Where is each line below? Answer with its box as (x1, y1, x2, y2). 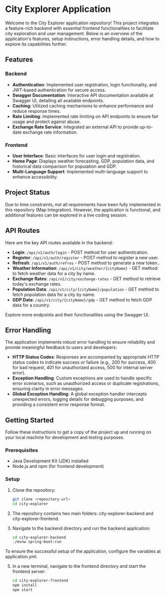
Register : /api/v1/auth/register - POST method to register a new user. (12, 254, 159, 260)
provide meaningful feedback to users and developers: (5, 344, 117, 351)
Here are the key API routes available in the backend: (5, 239, 113, 245)
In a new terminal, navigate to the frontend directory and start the (12, 563, 146, 569)
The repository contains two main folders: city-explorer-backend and (12, 510, 154, 516)
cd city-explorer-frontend (12, 578, 68, 583)
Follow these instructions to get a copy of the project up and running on (5, 429, 152, 435)
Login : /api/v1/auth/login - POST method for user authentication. (12, 249, 149, 255)
